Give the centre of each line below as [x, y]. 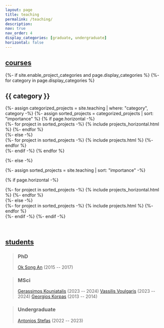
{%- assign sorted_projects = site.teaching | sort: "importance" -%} [75, 170]
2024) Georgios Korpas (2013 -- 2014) [57, 296]
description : [19, 24]
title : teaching [22, 15]
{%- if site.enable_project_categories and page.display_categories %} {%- [82, 75]
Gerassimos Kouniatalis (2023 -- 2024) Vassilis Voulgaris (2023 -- [86, 291]
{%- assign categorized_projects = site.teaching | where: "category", [77, 108]
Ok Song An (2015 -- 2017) [45, 267]
